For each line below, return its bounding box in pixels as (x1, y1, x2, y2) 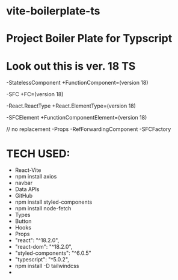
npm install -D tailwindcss (14, 263, 79, 270)
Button (14, 218, 32, 225)
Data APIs (14, 186, 40, 193)
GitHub (14, 192, 33, 199)
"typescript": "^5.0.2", (14, 256, 69, 263)
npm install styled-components (14, 198, 93, 205)
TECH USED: (6, 147, 70, 160)
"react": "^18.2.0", (14, 237, 60, 244)
